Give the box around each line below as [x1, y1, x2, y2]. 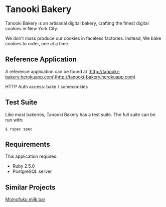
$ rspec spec [5, 127, 33, 132]
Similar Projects [5, 183, 56, 191]
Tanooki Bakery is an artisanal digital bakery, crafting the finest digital [5, 20, 149, 26]
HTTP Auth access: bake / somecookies [5, 83, 88, 89]
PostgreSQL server [12, 168, 52, 174]
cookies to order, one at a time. [5, 40, 70, 46]
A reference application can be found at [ [5, 68, 90, 74]
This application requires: [5, 153, 58, 159]
